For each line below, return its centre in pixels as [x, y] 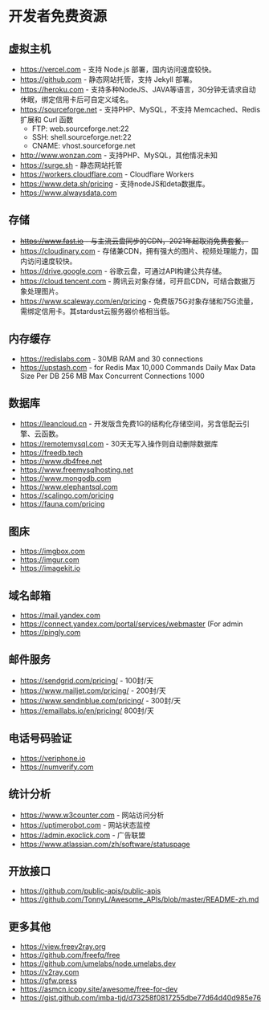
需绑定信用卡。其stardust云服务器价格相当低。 [97, 311]
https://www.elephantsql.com [69, 487]
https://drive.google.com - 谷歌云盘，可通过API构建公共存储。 [123, 271]
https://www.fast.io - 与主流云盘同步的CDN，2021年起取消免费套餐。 [134, 241]
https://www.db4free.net [61, 462]
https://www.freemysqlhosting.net [77, 470]
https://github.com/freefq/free [70, 955]
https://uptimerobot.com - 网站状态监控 [85, 825]
